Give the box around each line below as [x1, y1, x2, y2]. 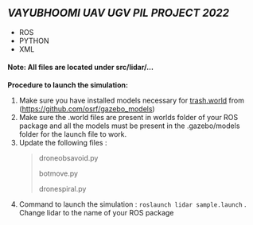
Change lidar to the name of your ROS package [18, 208, 174, 218]
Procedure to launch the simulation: [7, 80, 129, 90]
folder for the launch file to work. [18, 130, 127, 139]
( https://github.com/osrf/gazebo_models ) [18, 104, 156, 114]
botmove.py [38, 169, 79, 178]
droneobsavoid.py [38, 153, 99, 163]
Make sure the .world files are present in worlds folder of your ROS [18, 113, 239, 122]
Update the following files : [18, 138, 107, 148]
